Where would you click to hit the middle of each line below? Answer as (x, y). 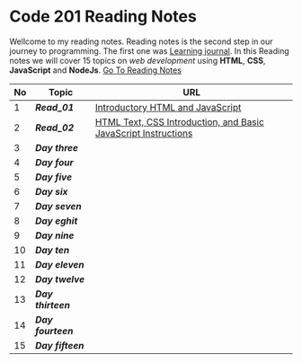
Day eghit (57, 220)
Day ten (53, 250)
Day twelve (60, 279)
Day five (54, 177)
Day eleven (60, 264)
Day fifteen (60, 345)
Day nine (55, 235)
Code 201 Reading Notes (103, 17)
